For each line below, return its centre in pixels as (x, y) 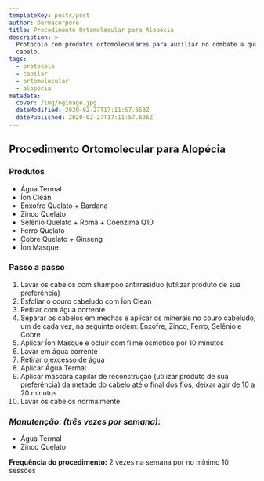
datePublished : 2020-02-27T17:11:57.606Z (85, 118)
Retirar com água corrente (63, 309)
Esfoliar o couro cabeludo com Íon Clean (86, 301)
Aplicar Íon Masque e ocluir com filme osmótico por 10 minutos (122, 343)
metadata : (25, 96)
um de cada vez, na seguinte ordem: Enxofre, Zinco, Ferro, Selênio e (131, 326)
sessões (22, 471)
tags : (18, 60)
